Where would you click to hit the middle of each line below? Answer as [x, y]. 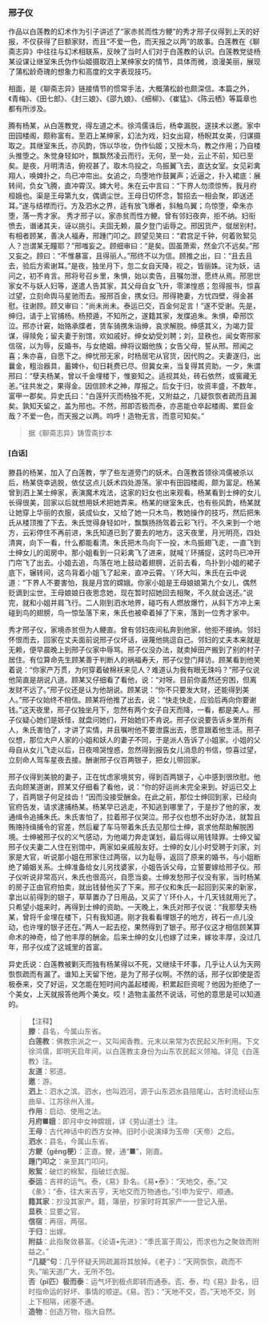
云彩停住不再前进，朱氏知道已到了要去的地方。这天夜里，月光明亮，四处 [141, 532]
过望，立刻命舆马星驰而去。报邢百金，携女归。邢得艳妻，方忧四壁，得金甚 [131, 296]
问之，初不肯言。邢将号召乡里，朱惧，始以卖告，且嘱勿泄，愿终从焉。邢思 [131, 276]
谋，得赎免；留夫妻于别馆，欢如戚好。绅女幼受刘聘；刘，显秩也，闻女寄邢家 [134, 336]
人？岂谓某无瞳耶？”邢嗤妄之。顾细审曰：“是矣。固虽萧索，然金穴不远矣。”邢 [134, 246]
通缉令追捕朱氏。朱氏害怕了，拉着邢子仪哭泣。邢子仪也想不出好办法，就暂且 [134, 817]
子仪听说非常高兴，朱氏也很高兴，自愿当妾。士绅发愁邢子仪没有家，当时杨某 [134, 877]
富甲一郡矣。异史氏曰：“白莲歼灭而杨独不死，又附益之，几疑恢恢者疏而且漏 [133, 396]
